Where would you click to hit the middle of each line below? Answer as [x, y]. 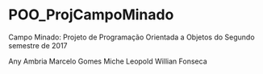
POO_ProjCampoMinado [91, 15]
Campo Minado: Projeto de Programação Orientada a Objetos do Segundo [132, 37]
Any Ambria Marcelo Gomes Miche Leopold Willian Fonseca [108, 61]
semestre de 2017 [38, 45]
